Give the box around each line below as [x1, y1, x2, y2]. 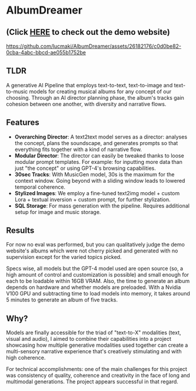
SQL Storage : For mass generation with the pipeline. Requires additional [14, 202, 190, 209]
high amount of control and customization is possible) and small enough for [6, 271, 190, 278]
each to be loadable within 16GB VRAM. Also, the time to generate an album [6, 278, 190, 285]
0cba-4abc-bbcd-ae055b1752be [6, 49, 87, 56]
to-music [6, 88, 28, 95]
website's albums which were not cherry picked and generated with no [6, 247, 178, 254]
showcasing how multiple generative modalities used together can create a [6, 341, 188, 349]
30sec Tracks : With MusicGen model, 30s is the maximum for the [14, 170, 175, 178]
